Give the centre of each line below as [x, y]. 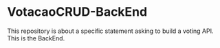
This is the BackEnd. [36, 38]
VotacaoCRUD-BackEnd [77, 12]
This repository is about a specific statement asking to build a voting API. [110, 31]
